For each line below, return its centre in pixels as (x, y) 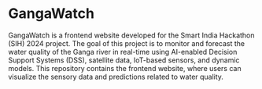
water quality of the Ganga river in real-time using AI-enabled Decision (123, 52)
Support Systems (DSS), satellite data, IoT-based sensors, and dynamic (124, 60)
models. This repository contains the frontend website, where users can (125, 68)
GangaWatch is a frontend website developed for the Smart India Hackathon (131, 35)
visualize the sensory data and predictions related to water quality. (116, 77)
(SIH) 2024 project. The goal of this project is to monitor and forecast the (127, 43)
